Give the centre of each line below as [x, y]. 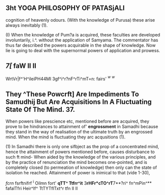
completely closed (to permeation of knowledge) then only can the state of [81, 167]
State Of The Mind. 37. [40, 110]
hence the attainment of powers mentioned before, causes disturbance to [80, 152]
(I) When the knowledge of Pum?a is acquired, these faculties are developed [83, 34]
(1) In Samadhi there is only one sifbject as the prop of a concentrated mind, [82, 147]
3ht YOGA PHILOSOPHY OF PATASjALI [65, 8]
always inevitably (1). [27, 25]
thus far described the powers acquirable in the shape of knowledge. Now [81, 45]
